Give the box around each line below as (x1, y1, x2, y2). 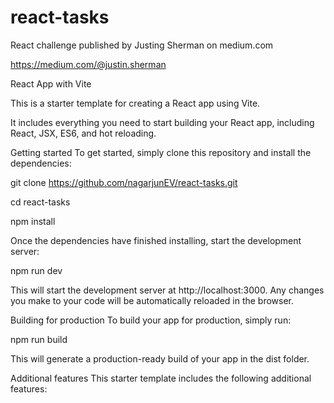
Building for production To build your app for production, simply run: (10, 314, 292, 326)
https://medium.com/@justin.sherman (10, 58, 167, 70)
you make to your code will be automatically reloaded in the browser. (10, 294, 295, 306)
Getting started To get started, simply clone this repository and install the (10, 146, 312, 158)
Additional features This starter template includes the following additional (10, 372, 312, 384)
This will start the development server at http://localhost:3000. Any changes (10, 284, 325, 296)
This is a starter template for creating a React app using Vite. (10, 97, 261, 109)
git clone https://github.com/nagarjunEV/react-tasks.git (10, 176, 238, 188)
